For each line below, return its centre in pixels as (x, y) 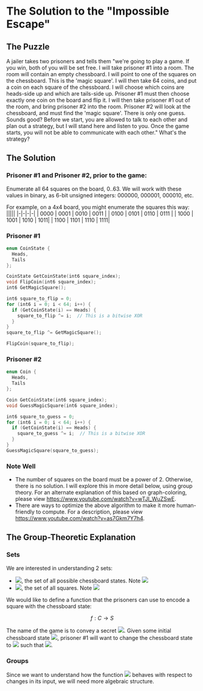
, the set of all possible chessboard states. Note (81, 581)
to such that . (29, 645)
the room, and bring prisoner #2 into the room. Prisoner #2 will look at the (98, 107)
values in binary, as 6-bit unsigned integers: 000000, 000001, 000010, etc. (100, 195)
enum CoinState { (28, 248)
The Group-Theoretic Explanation (71, 537)
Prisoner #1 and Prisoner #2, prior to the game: (77, 175)
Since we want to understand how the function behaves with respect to (99, 675)
